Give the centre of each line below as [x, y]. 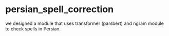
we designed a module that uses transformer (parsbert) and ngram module [85, 23]
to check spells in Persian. [33, 28]
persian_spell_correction [60, 9]
